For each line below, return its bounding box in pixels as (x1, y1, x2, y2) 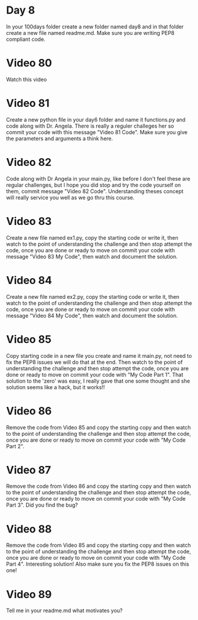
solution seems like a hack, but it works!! (6, 383, 105, 390)
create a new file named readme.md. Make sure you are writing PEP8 (6, 29, 175, 36)
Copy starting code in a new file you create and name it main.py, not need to (6, 352, 192, 359)
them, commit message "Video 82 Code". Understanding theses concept (6, 187, 184, 195)
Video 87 (6, 463, 51, 477)
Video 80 (6, 57, 52, 70)
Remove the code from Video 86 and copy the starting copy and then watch (6, 482, 191, 490)
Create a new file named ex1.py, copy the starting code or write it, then (6, 234, 178, 241)
